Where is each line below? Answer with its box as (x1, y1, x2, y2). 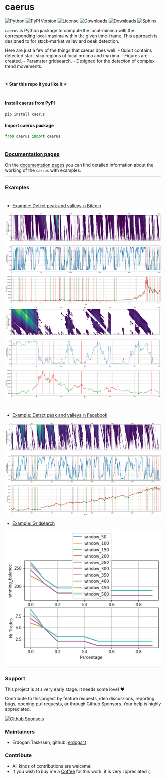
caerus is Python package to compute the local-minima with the (5, 27, 135, 33)
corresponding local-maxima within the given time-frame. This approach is (5, 33, 158, 39)
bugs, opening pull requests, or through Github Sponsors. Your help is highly (5, 701, 161, 707)
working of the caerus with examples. (5, 167, 82, 173)
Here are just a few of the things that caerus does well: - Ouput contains (5, 47, 152, 53)
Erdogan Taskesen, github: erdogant (12, 739, 86, 745)
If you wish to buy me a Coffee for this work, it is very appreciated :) (12, 768, 151, 775)
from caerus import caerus (5, 134, 61, 139)
